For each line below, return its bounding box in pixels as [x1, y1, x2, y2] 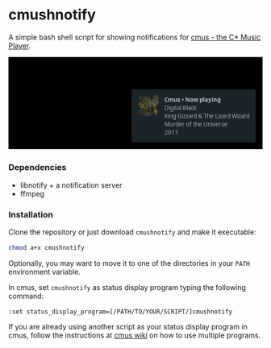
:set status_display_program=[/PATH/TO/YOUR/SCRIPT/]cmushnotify [8, 308, 232, 316]
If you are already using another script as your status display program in [8, 321, 248, 331]
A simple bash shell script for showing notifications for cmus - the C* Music [8, 32, 261, 42]
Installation [8, 209, 54, 220]
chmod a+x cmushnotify [8, 243, 85, 251]
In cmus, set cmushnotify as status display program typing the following [8, 282, 246, 292]
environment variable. [8, 267, 81, 276]
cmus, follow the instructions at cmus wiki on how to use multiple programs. [8, 330, 261, 340]
